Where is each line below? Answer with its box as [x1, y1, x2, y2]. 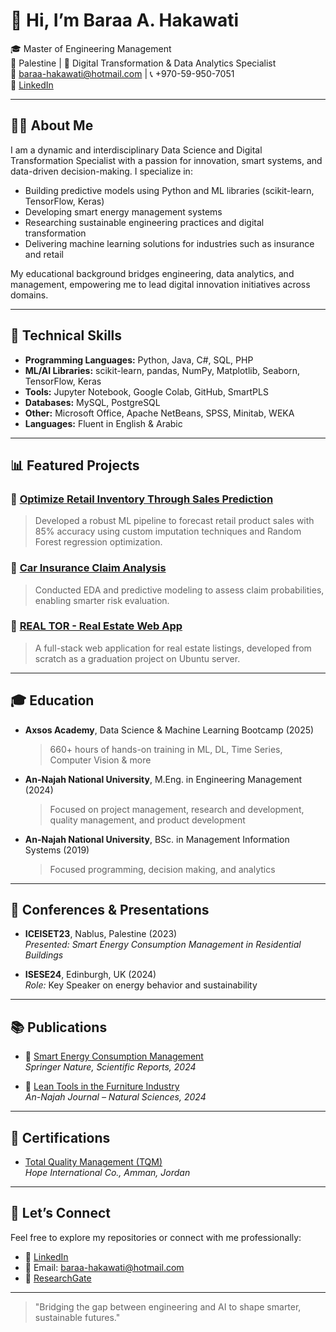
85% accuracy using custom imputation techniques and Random [34, 525, 302, 538]
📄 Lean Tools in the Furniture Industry [24, 1080, 180, 1093]
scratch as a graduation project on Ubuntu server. [34, 652, 241, 664]
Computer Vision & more [49, 754, 152, 766]
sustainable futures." [34, 1311, 121, 1323]
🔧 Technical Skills [10, 327, 123, 344]
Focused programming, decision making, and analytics [49, 863, 276, 875]
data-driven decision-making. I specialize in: [10, 165, 193, 177]
